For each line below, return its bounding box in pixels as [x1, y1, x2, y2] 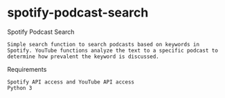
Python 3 [7, 84, 33, 91]
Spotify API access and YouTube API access [7, 78, 135, 86]
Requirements [7, 65, 47, 73]
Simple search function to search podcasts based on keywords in [7, 41, 199, 48]
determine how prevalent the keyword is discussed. [7, 53, 159, 60]
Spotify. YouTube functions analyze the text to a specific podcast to [7, 47, 218, 54]
